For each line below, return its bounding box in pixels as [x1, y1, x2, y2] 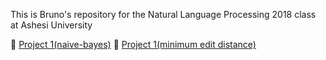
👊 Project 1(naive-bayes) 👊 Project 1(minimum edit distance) [10, 39, 257, 50]
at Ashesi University [10, 19, 93, 31]
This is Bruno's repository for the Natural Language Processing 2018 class [10, 9, 317, 20]
